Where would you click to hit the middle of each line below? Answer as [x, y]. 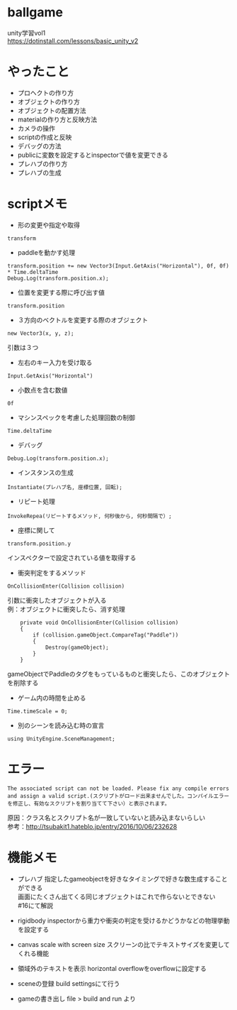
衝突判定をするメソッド [52, 573]
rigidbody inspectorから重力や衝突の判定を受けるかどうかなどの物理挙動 [123, 921]
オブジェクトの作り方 [48, 101]
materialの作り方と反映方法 [57, 119]
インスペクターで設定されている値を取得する [72, 557]
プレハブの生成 [39, 172]
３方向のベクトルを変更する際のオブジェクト [83, 319]
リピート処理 [36, 501]
